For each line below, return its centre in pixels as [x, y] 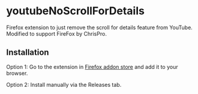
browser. [17, 73]
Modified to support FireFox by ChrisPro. [56, 33]
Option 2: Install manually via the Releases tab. [64, 84]
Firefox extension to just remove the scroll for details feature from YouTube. [100, 27]
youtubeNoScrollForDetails [76, 11]
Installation [28, 53]
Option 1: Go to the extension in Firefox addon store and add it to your [92, 67]
